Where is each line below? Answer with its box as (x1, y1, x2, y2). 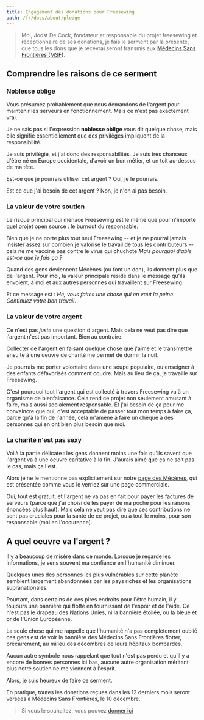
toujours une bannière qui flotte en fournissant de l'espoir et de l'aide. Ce (6, 602, 190, 609)
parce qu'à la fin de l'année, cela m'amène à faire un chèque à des (6, 414, 174, 421)
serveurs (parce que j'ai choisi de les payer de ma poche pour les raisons (6, 499, 191, 507)
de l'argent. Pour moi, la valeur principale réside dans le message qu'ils (6, 273, 186, 280)
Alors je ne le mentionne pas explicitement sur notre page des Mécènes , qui (6, 474, 197, 482)
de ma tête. (6, 163, 35, 171)
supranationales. (6, 584, 48, 591)
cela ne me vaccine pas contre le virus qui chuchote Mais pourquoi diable (6, 248, 192, 255)
